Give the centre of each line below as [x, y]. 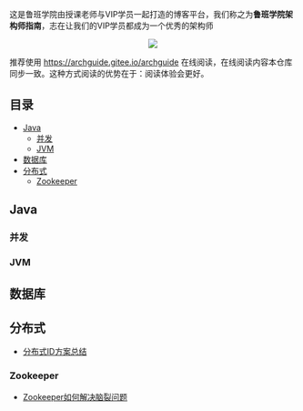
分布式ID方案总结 [55, 352]
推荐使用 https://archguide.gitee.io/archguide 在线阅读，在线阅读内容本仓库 [151, 62]
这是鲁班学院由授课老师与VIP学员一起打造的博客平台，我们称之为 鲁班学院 [147, 14]
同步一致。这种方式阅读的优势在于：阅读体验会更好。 [109, 73]
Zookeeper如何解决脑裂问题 [75, 396]
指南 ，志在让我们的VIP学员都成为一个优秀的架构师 [119, 26]
